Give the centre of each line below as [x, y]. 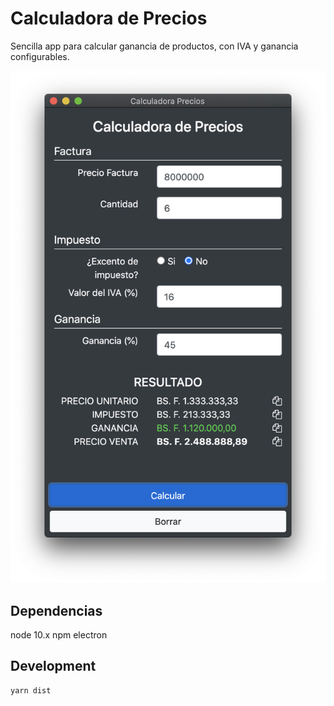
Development [53, 666]
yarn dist [31, 690]
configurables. [40, 56]
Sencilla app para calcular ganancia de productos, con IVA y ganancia [154, 46]
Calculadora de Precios [109, 18]
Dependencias [56, 610]
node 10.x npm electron [59, 634]
